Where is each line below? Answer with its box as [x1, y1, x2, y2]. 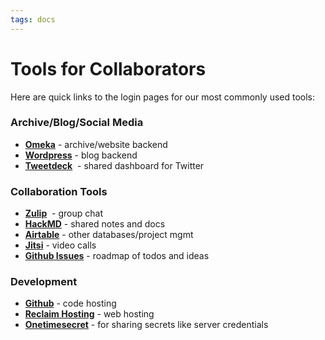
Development [10, 275, 78, 289]
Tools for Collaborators [10, 57, 207, 80]
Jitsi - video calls [24, 239, 97, 251]
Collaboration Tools [10, 184, 108, 198]
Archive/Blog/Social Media [10, 116, 144, 130]
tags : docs [10, 14, 56, 25]
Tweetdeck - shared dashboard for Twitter [24, 159, 205, 171]
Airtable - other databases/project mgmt [24, 229, 194, 241]
